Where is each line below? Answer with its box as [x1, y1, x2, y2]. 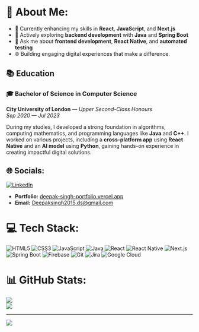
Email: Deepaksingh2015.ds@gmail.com [14, 199, 114, 207]
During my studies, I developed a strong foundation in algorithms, [6, 123, 166, 130]
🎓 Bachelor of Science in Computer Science [6, 90, 137, 98]
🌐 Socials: [6, 166, 45, 176]
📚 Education [6, 68, 55, 79]
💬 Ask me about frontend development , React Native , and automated [14, 37, 188, 45]
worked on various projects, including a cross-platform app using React [6, 136, 184, 143]
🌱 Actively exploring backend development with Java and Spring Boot [14, 31, 188, 38]
